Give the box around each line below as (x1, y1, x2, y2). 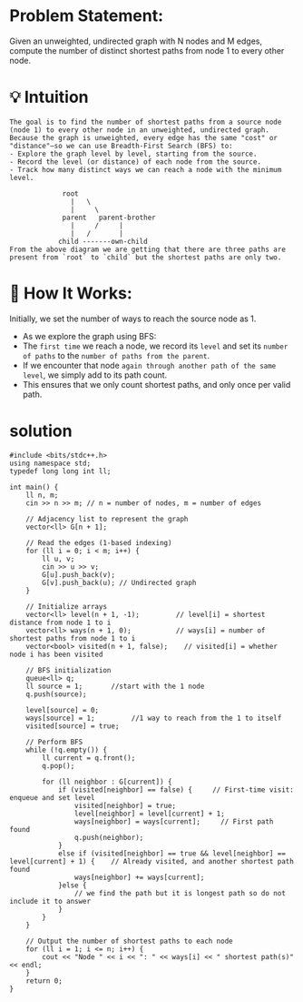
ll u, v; (42, 554, 75, 563)
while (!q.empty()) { (25, 745, 107, 754)
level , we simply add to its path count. (22, 369, 168, 380)
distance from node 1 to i (9, 618, 112, 627)
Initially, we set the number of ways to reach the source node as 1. (9, 313, 257, 324)
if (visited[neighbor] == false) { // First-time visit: (57, 784, 295, 795)
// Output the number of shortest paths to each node (25, 936, 233, 946)
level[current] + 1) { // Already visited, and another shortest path (9, 856, 295, 865)
